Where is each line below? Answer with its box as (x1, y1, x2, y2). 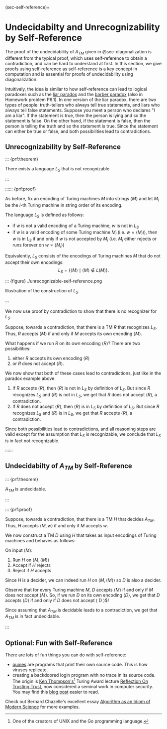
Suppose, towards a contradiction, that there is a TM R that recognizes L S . (5, 324, 157, 332)
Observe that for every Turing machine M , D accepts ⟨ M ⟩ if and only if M (5, 587, 153, 593)
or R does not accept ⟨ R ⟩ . (12, 361, 65, 366)
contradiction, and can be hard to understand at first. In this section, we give (5, 60, 162, 66)
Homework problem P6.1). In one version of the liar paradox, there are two (5, 97, 157, 103)
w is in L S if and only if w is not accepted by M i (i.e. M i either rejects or (12, 236, 157, 243)
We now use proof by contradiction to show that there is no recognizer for (5, 308, 157, 314)
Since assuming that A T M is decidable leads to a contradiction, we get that (5, 607, 158, 614)
